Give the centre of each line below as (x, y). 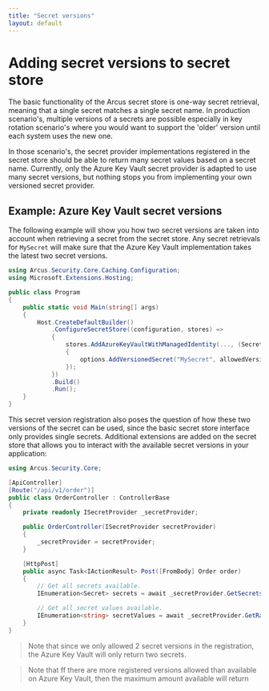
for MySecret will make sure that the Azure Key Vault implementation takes (130, 247)
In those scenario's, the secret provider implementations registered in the (129, 152)
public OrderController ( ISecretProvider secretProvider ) (120, 527)
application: (28, 453)
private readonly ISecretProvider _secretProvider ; (110, 513)
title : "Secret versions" (51, 16)
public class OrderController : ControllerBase (89, 498)
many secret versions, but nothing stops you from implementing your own (130, 177)
